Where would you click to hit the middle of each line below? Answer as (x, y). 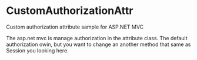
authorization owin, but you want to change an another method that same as (98, 44)
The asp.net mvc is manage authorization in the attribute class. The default (97, 38)
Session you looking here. (37, 50)
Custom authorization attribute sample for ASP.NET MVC (75, 27)
